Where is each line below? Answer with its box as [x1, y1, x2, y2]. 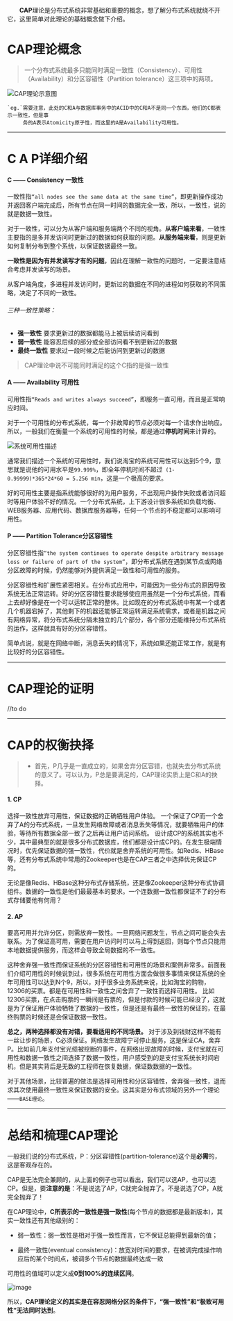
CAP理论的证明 [7, 681, 94, 697]
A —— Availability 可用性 [7, 378, 80, 387]
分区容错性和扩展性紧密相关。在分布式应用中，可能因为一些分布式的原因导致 [7, 581, 226, 589]
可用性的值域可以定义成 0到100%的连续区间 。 [7, 1270, 138, 1278]
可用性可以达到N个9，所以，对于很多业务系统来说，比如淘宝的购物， [12, 978, 210, 986]
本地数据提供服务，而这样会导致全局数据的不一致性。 [7, 946, 159, 954]
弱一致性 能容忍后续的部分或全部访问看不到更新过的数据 [17, 338, 178, 346]
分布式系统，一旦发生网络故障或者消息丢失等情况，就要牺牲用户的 [29, 820, 218, 829]
